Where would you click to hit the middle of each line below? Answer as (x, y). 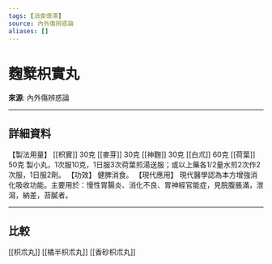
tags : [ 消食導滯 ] (35, 16)
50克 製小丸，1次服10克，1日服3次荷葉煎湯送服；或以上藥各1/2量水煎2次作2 (134, 165)
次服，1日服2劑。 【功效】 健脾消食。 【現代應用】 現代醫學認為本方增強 (130, 175)
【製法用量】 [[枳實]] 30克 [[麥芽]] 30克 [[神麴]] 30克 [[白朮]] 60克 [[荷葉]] (132, 154)
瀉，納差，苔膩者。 (40, 195)
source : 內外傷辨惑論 (41, 24)
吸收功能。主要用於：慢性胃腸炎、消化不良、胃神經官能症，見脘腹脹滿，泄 (139, 185)
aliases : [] (28, 31)
